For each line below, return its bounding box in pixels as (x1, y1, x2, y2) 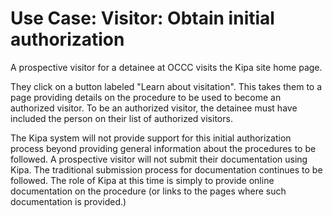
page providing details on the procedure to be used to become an (10, 91, 282, 103)
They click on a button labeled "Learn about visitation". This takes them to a (10, 80, 323, 92)
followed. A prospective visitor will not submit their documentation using (10, 153, 308, 165)
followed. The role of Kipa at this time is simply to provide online (10, 174, 275, 186)
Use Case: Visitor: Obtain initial (10, 7, 275, 30)
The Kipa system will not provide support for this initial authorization (10, 132, 292, 144)
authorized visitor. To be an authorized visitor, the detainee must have (10, 102, 298, 114)
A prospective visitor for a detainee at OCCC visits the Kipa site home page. (10, 61, 323, 73)
